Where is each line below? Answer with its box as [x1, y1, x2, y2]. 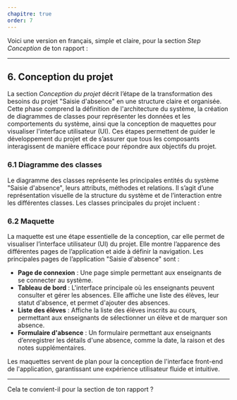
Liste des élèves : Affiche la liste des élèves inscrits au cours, [17, 305, 197, 314]
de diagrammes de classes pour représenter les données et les [7, 112, 191, 121]
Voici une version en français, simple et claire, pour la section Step [7, 36, 201, 45]
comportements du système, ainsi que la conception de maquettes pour [7, 119, 217, 128]
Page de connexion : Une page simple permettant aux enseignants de [17, 268, 222, 276]
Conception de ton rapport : [7, 44, 88, 52]
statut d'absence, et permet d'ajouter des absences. [17, 298, 171, 307]
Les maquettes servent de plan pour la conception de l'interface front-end [7, 357, 224, 365]
